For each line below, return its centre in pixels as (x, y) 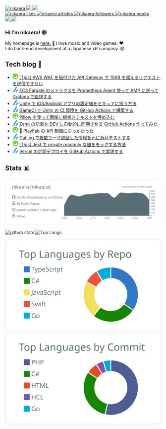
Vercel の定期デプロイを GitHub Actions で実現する (71, 152)
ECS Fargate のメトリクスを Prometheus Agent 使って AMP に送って (89, 90)
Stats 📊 (18, 168)
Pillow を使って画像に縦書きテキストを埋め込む (67, 117)
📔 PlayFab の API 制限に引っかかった (56, 131)
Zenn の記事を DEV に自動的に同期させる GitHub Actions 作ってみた (88, 124)
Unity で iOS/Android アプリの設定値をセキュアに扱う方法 (78, 103)
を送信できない (28, 84)
